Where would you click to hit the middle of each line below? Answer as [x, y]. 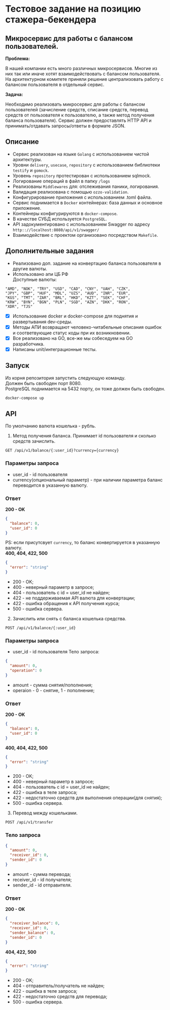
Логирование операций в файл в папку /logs [61, 181]
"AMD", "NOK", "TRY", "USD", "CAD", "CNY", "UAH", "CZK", [68, 289]
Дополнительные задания [49, 251]
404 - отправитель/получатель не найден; [59, 986]
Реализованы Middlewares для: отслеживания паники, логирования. [86, 186]
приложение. [27, 208]
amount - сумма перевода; [42, 874]
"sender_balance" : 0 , [33, 933]
